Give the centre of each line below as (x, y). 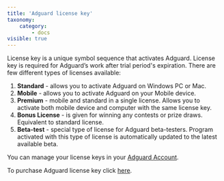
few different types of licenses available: (64, 73)
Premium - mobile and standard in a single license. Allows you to (108, 100)
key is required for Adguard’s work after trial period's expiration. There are (112, 66)
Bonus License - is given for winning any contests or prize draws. (110, 115)
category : (33, 26)
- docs (41, 32)
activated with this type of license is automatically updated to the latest (117, 137)
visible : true (27, 39)
